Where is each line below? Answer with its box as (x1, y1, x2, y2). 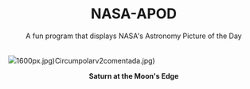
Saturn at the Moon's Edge (88, 71, 179, 80)
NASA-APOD (90, 5, 178, 23)
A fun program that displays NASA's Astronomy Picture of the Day (25, 31, 242, 41)
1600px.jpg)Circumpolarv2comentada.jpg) (16, 56, 155, 65)
